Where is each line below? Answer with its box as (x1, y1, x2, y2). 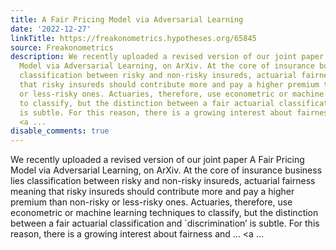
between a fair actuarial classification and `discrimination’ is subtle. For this (10, 217, 320, 230)
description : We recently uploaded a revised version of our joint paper (10, 52, 325, 62)
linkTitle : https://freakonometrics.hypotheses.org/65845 (10, 33, 257, 43)
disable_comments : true (10, 126, 110, 136)
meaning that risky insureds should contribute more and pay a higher (10, 186, 295, 198)
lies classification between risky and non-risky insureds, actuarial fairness (10, 175, 316, 187)
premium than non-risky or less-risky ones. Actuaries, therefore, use (10, 196, 293, 208)
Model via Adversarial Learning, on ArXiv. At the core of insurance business (10, 164, 323, 176)
